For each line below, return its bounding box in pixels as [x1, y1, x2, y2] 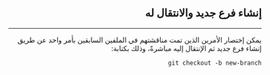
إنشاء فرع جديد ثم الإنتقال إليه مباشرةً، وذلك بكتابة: [111, 43, 262, 53]
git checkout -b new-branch [167, 59, 262, 67]
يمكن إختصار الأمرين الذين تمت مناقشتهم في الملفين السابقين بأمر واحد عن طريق [17, 35, 262, 45]
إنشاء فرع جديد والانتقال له [145, 6, 262, 20]
